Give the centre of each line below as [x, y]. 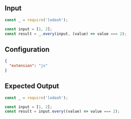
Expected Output [32, 86]
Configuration [27, 49]
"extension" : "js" [29, 66]
